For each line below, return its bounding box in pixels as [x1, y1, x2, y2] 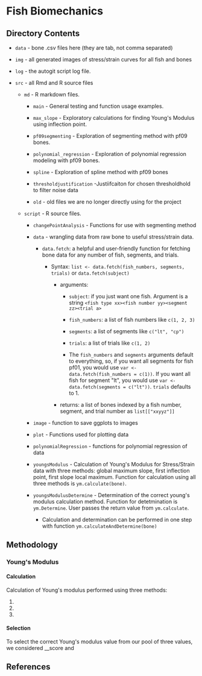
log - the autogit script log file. [14, 67, 91, 75]
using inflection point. [33, 120, 87, 128]
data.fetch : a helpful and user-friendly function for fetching [42, 245, 191, 252]
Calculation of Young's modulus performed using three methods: [6, 586, 168, 593]
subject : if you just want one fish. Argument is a [69, 293, 188, 299]
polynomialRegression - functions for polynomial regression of [33, 443, 188, 449]
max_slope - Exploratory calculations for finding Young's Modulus [33, 114, 195, 121]
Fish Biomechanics [6, 4, 104, 18]
